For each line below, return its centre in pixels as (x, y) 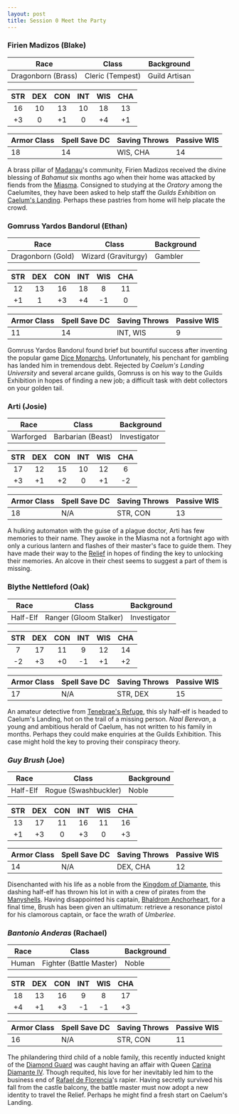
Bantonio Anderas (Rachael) (58, 933)
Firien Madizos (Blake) (47, 45)
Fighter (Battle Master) (80, 963)
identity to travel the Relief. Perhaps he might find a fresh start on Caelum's (118, 1095)
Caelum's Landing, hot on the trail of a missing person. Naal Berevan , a (112, 719)
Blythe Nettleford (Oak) (49, 587)
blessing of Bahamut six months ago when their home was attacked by (111, 177)
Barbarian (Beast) (83, 437)
